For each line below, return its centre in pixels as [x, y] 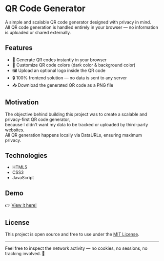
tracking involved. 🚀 [25, 253]
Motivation [22, 103]
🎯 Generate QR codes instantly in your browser [59, 60]
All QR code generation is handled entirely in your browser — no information [82, 27]
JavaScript [23, 178]
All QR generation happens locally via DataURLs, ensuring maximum [74, 135]
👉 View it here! [21, 205]
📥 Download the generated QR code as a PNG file [63, 85]
